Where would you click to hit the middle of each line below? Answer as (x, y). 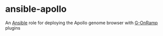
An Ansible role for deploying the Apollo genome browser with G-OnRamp (81, 23)
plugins (13, 28)
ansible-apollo (36, 9)
